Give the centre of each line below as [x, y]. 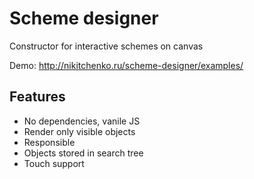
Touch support [54, 163]
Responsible [49, 142]
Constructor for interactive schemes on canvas [106, 46]
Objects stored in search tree [83, 153]
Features [37, 97]
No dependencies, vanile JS [82, 121]
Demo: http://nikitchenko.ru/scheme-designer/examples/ [126, 65]
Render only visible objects [79, 131]
